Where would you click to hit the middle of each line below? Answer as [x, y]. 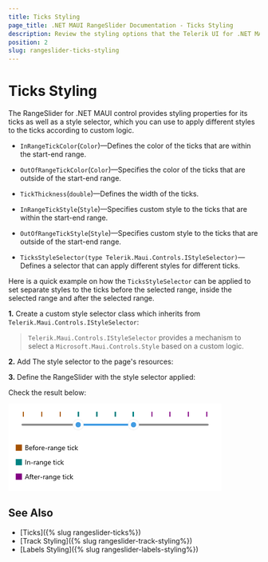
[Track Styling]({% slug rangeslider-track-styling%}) [106, 540]
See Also [31, 513]
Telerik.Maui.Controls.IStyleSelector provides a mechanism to [134, 338]
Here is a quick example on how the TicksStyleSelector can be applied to [130, 281]
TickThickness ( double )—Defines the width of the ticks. [109, 194]
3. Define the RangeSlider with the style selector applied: [102, 377]
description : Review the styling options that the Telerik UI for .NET [130, 34]
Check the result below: [47, 393]
